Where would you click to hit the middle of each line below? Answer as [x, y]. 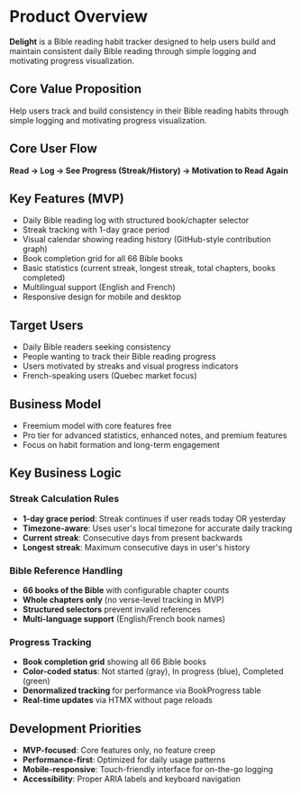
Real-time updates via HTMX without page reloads [118, 700]
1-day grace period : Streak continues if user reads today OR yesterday [154, 518]
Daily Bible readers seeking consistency [96, 347]
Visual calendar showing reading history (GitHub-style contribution [147, 240]
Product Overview [79, 17]
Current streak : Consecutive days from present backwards [132, 537]
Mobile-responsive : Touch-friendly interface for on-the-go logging [147, 770]
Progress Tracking [50, 642]
